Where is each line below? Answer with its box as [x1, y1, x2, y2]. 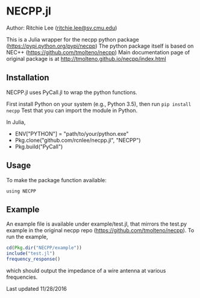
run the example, [6, 233, 48, 241]
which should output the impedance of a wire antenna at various [6, 267, 166, 274]
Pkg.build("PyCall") [14, 143, 63, 150]
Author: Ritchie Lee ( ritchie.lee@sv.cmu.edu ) [6, 24, 117, 31]
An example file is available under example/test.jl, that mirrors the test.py [6, 220, 187, 227]
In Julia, [6, 118, 26, 125]
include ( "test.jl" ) [6, 250, 55, 257]
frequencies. [6, 273, 38, 281]
